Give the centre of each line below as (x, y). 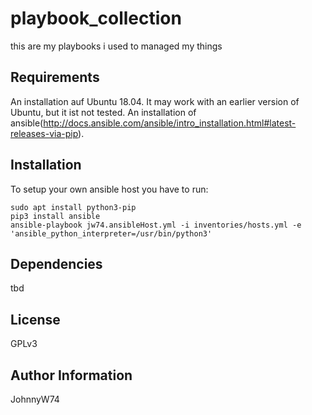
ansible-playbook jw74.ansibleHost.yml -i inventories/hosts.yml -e (156, 225)
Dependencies (56, 263)
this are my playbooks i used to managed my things (116, 46)
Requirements (55, 77)
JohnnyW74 (35, 399)
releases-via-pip (44, 133)
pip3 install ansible (55, 216)
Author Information (71, 375)
